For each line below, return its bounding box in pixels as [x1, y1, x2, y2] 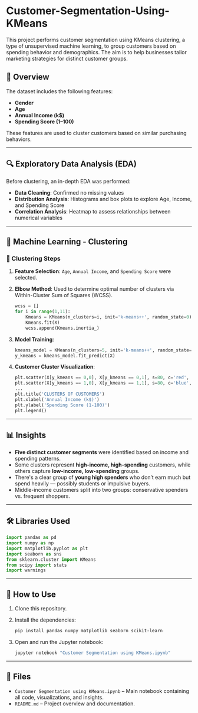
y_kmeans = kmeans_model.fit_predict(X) [14, 353, 115, 359]
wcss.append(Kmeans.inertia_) [25, 325, 100, 331]
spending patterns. [14, 455, 61, 462]
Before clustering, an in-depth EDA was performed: [6, 178, 131, 185]
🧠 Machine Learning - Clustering [6, 236, 128, 247]
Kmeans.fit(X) [25, 320, 60, 326]
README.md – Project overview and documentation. [14, 700, 136, 707]
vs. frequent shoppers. [14, 492, 71, 500]
